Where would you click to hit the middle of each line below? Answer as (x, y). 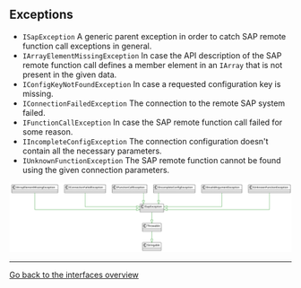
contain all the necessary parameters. (92, 151)
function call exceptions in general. (87, 46)
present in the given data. (69, 74)
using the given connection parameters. (96, 170)
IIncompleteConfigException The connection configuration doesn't (145, 141)
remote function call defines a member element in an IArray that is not (152, 65)
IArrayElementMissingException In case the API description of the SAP (152, 55)
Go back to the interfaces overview (74, 275)
